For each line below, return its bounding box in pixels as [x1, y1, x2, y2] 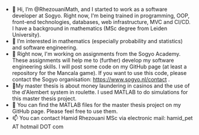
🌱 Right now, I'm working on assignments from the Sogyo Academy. [11, 50, 181, 57]
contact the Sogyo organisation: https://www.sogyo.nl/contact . [11, 76, 170, 83]
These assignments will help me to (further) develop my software [11, 57, 174, 64]
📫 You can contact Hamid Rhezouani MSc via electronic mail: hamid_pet [11, 115, 193, 121]
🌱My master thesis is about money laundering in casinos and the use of [11, 82, 190, 89]
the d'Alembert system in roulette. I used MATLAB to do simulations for [11, 89, 188, 95]
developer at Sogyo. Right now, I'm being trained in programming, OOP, [11, 12, 190, 19]
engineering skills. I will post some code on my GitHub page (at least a [11, 63, 187, 70]
